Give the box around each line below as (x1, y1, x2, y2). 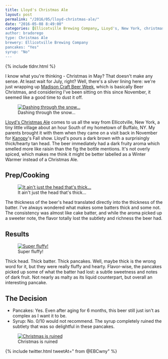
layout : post (5, 12, 32, 17)
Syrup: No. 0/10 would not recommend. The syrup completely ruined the (12, 318, 162, 324)
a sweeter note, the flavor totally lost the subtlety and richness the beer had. (5, 215, 162, 221)
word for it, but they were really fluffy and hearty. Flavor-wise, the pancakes (5, 264, 162, 270)
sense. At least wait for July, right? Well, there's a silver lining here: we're (5, 78, 156, 84)
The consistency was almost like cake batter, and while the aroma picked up (5, 210, 162, 216)
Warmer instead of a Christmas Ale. (5, 156, 78, 162)
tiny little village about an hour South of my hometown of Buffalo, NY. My (5, 124, 155, 131)
